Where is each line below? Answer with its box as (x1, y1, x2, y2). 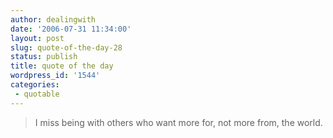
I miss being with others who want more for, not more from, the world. (34, 116, 323, 128)
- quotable (14, 89, 60, 99)
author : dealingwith (10, 14, 97, 25)
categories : (10, 80, 60, 90)
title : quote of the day (10, 61, 114, 71)
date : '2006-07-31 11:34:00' (10, 24, 132, 34)
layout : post (10, 33, 65, 43)
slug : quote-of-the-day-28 (10, 42, 123, 53)
